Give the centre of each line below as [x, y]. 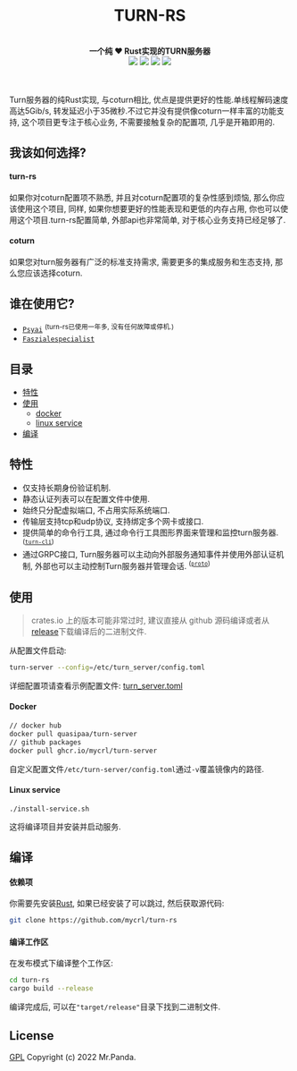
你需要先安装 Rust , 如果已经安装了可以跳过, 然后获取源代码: [117, 904]
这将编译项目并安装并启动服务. [66, 826]
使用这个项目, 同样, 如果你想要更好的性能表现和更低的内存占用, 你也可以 [148, 208]
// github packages [45, 742]
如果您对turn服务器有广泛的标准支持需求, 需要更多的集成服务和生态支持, [141, 261]
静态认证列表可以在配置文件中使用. [86, 498]
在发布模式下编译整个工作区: [62, 964]
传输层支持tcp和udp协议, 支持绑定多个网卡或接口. [113, 521]
